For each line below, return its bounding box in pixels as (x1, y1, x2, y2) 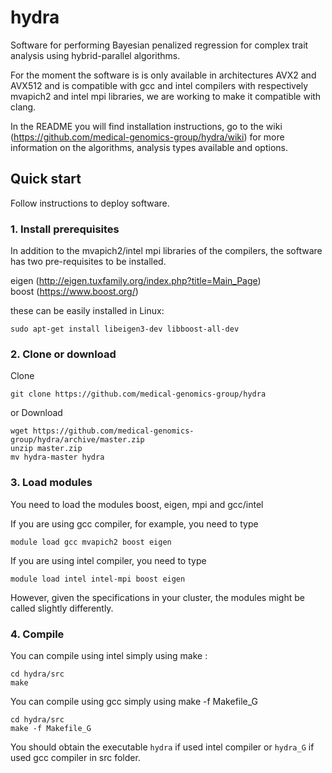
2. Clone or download (10, 347, 117, 361)
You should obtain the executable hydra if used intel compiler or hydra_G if (10, 741, 315, 753)
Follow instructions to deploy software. (10, 197, 170, 209)
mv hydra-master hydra (10, 452, 105, 463)
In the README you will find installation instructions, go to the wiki (10, 120, 283, 132)
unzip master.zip (10, 444, 83, 454)
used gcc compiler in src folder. (10, 751, 141, 763)
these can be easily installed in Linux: (10, 305, 165, 317)
